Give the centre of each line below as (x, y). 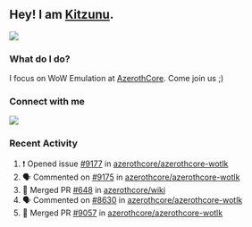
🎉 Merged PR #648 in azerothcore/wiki (94, 189)
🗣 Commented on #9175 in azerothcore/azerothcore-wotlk (131, 177)
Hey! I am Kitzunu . (62, 15)
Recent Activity (44, 144)
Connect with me (47, 102)
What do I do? (40, 59)
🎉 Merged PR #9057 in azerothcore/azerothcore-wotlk (122, 213)
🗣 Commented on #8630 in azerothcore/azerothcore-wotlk (132, 199)
